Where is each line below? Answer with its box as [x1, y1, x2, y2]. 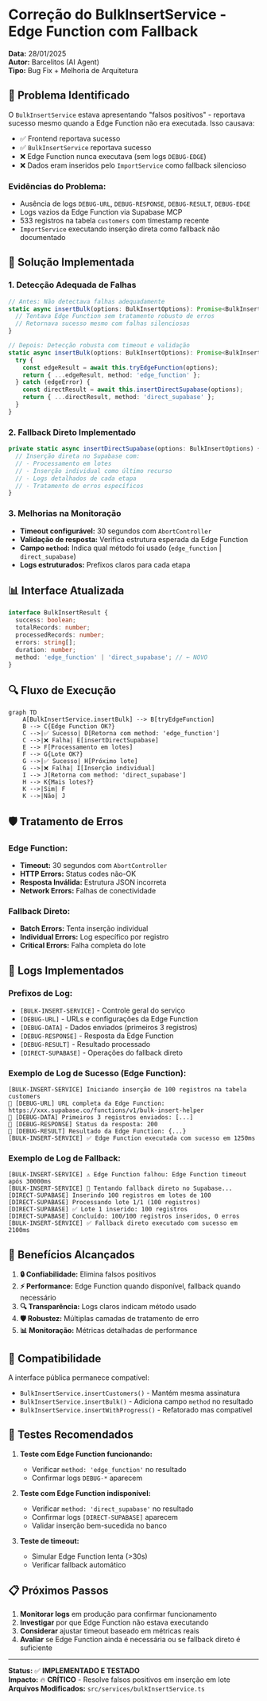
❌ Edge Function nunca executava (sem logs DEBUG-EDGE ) [19, 151, 207, 161]
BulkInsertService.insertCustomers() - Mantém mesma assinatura [19, 1389, 241, 1398]
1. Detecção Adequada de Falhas [8, 280, 137, 291]
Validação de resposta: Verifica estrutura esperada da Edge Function [19, 534, 249, 544]
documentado [19, 233, 66, 242]
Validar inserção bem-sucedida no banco [31, 1521, 167, 1530]
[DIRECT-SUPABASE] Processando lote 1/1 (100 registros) [8, 1199, 201, 1207]
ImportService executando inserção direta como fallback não [19, 224, 220, 234]
